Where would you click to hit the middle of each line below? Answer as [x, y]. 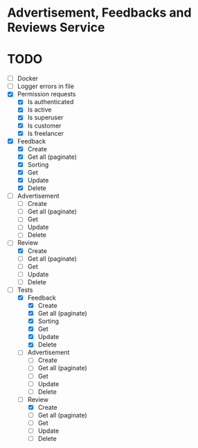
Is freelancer [46, 133]
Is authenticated [51, 102]
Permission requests [46, 94]
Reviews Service [56, 27]
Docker [28, 78]
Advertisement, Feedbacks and [99, 13]
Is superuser [45, 118]
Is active [39, 110]
